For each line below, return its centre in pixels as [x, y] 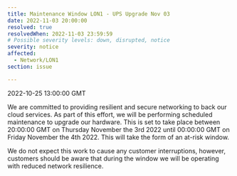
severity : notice [33, 47]
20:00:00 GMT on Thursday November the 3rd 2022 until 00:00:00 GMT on [118, 129]
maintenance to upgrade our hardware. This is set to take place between [114, 122]
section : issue [30, 67]
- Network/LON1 [36, 60]
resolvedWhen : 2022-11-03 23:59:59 [60, 34]
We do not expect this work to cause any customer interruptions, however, [117, 150]
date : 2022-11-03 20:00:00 [47, 21]
